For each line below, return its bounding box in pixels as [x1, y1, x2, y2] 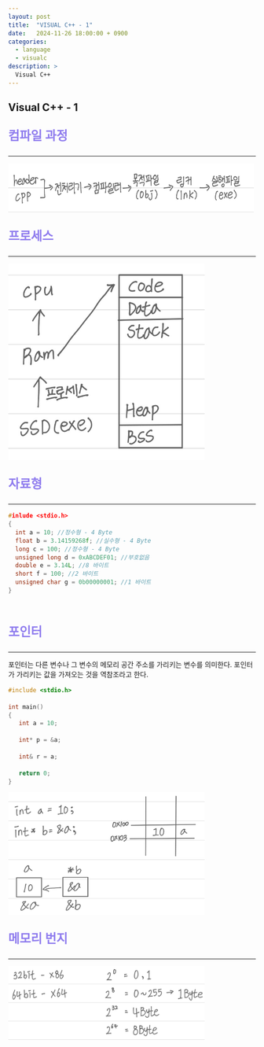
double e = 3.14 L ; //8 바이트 [15, 562, 109, 570]
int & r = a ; [18, 752, 58, 761]
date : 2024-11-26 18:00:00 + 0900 [8, 29, 128, 37]
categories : [8, 38, 47, 46]
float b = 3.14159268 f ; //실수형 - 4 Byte [15, 536, 152, 544]
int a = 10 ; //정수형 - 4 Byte [15, 528, 112, 536]
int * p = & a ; [18, 736, 61, 744]
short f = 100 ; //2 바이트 [15, 570, 99, 578]
